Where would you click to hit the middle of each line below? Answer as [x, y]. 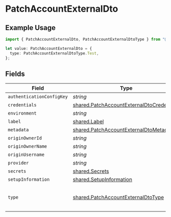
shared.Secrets [91, 171]
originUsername [26, 155]
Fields [15, 74]
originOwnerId [25, 138]
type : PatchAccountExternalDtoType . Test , [54, 53]
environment [22, 113]
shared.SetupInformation [103, 180]
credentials [22, 105]
